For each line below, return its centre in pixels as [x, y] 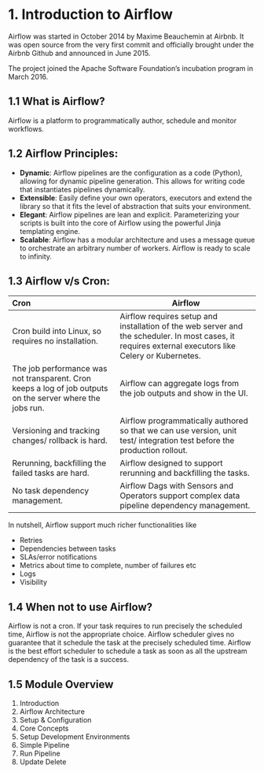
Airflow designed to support [171, 463]
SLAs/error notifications [58, 557]
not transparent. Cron [52, 378]
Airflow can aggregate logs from [180, 384]
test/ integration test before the [177, 440]
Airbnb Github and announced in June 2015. [79, 53]
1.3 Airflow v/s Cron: [59, 281]
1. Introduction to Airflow [90, 15]
